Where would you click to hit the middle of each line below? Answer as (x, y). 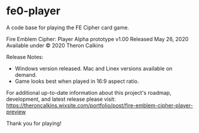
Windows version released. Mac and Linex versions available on (94, 68)
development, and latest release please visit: (61, 99)
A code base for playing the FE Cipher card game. (68, 27)
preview (16, 112)
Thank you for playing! (34, 123)
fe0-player (33, 11)
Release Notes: (25, 57)
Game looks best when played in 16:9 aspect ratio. (77, 81)
